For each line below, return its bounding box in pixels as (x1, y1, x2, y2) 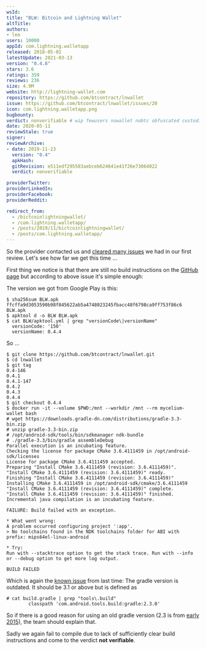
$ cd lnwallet (6, 357, 43, 363)
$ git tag (6, 362, 32, 368)
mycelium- (159, 405, 185, 411)
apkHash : (12, 157, 34, 163)
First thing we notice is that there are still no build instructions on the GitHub (6, 266, 199, 273)
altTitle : (6, 20, 32, 26)
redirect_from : (6, 208, 45, 214)
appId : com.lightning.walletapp (6, 44, 89, 50)
